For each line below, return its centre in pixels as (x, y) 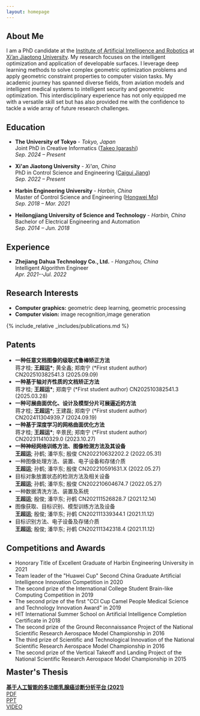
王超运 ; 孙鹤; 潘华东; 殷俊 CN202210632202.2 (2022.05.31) (88, 453)
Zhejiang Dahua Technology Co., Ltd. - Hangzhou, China (86, 262)
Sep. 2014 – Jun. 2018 (42, 228)
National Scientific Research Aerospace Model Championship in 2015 (101, 659)
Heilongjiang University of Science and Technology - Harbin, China (100, 215)
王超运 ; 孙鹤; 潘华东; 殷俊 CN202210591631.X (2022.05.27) (88, 468)
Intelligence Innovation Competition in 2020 (69, 582)
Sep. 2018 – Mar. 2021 (42, 204)
